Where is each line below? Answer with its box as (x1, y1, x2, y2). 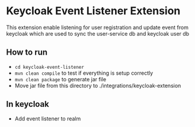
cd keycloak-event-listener (14, 64, 84, 70)
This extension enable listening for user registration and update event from (6, 24, 188, 31)
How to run (6, 47, 48, 58)
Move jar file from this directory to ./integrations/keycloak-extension (14, 82, 181, 89)
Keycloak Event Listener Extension (6, 4, 181, 18)
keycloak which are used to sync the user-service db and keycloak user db (6, 30, 190, 37)
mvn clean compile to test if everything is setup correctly (14, 69, 154, 77)
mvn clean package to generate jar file (14, 75, 107, 82)
